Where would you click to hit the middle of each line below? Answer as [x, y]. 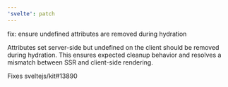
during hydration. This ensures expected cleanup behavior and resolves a [114, 55]
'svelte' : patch [31, 14]
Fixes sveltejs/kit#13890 [42, 76]
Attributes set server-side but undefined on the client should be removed [113, 47]
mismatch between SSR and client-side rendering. [80, 62]
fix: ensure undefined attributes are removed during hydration [97, 34]
